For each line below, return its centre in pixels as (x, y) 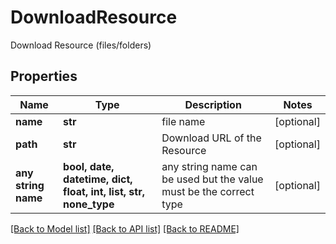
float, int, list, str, (104, 191)
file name (183, 121)
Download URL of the (211, 138)
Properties (44, 76)
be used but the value (212, 179)
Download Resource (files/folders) (81, 45)
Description (213, 104)
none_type (89, 204)
